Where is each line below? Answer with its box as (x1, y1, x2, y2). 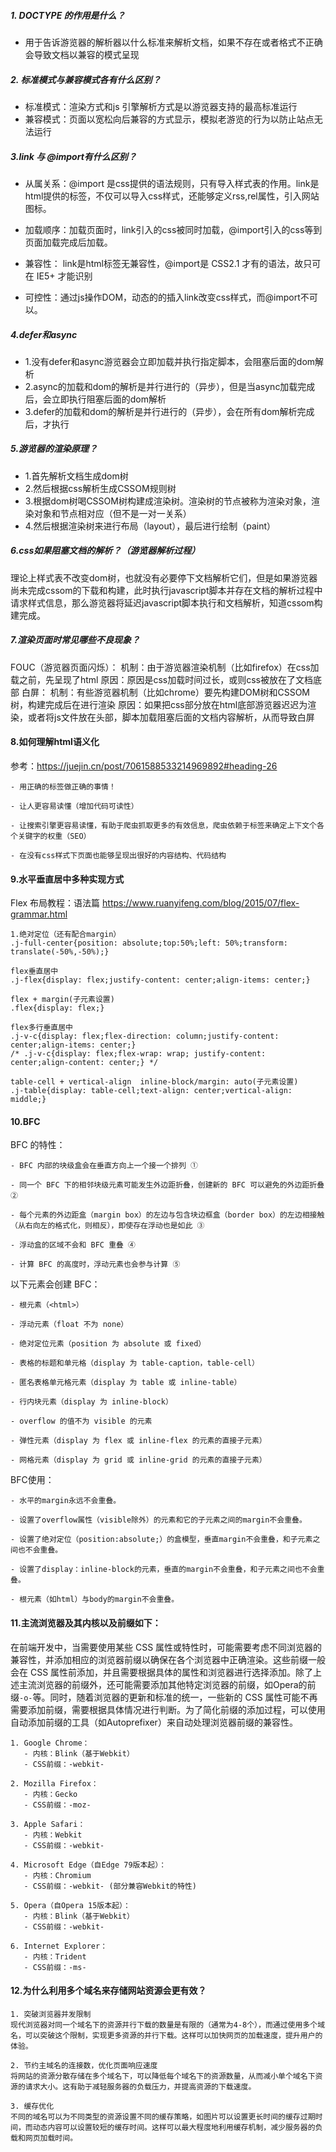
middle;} (10, 1095, 47, 1105)
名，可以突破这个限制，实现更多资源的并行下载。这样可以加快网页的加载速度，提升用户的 (10, 2030, 323, 2040)
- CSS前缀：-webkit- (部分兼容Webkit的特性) (23, 1881, 197, 1891)
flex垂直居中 (10, 966, 59, 977)
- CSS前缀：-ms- (23, 1962, 87, 1972)
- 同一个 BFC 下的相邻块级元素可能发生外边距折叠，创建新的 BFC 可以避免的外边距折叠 (10, 1180, 325, 1190)
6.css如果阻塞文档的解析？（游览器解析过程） (10, 545, 201, 557)
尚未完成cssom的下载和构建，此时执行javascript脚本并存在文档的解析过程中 (10, 584, 323, 596)
